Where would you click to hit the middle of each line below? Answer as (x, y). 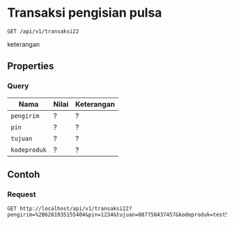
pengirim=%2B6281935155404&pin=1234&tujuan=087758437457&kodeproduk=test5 (118, 215)
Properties (31, 67)
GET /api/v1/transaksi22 (43, 31)
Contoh (24, 174)
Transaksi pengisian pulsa (85, 13)
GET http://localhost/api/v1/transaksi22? (70, 209)
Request (22, 194)
